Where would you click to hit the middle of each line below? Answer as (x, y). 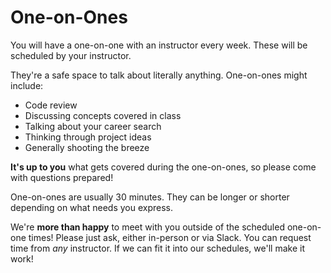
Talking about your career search (93, 126)
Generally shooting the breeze (87, 147)
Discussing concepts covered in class (103, 115)
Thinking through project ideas (88, 137)
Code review (51, 105)
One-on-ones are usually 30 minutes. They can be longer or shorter (150, 197)
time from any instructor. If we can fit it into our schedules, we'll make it (157, 248)
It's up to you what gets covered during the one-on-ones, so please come (163, 167)
